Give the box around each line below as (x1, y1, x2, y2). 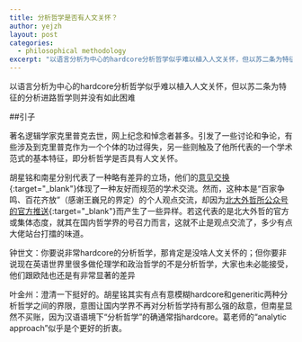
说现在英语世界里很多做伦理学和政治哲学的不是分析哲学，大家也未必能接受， (9, 258, 293, 269)
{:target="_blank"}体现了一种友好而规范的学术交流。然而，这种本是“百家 (9, 184, 277, 193)
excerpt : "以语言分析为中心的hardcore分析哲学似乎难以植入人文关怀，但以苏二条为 (9, 55, 283, 64)
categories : (9, 38, 54, 48)
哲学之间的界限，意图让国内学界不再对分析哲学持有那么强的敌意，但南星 (16, 301, 285, 310)
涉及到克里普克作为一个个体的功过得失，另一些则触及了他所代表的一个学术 (16, 141, 293, 152)
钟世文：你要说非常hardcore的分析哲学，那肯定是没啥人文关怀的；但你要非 (9, 247, 288, 257)
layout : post (9, 30, 58, 39)
